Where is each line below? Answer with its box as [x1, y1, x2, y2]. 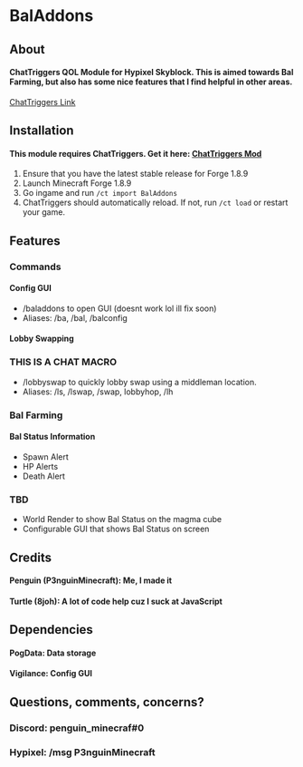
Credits [9, 549, 52, 565]
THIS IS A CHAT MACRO [9, 355, 118, 368]
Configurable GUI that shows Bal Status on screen [22, 523, 210, 535]
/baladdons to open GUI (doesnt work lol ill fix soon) [22, 303, 217, 314]
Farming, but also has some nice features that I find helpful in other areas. [9, 76, 293, 87]
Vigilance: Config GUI [9, 668, 93, 679]
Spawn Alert [22, 451, 70, 462]
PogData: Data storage [9, 647, 97, 658]
